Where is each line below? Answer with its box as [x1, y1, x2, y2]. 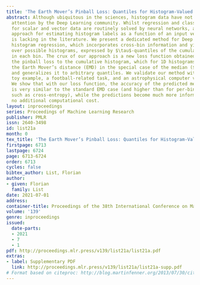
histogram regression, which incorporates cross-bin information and [11, 42, 187, 48]
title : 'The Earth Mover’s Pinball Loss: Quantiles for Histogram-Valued [6, 8, 193, 15]
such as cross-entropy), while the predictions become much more [11, 92, 177, 98]
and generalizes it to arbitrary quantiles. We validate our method [11, 70, 185, 76]
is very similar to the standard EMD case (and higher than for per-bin [11, 87, 196, 93]
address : [6, 198, 28, 204]
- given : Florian [6, 181, 49, 187]
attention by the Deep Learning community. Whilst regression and [11, 20, 180, 26]
